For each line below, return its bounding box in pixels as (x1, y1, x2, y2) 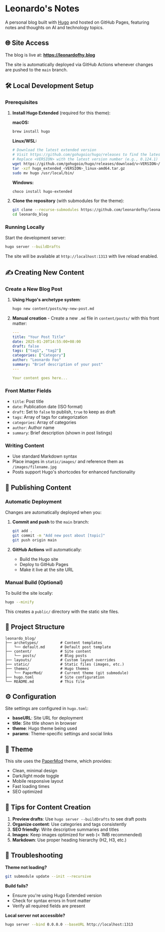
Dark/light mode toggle (12, 773, 60, 779)
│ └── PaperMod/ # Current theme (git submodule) (5, 670, 129, 676)
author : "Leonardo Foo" (12, 358, 62, 362)
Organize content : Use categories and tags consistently (12, 822, 127, 827)
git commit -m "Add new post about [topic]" (12, 533, 105, 538)
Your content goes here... (12, 375, 68, 380)
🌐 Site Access (5, 39, 49, 47)
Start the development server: (5, 235, 66, 241)
